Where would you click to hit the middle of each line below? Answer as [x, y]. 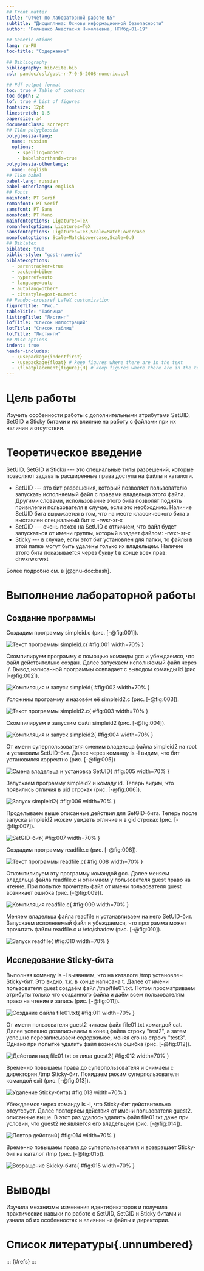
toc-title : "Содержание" [38, 52]
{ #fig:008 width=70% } [113, 861]
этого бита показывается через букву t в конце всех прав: [91, 553]
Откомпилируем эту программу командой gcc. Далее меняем [88, 873]
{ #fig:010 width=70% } [80, 941]
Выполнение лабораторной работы [101, 596]
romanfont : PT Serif [32, 204]
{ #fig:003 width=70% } [119, 711]
